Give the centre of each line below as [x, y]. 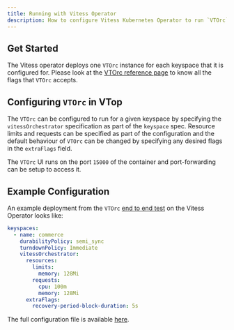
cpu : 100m [53, 287]
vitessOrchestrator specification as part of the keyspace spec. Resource [111, 126]
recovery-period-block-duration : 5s [85, 306]
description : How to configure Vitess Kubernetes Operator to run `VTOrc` [118, 20]
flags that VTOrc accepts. [42, 80]
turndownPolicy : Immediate [59, 248]
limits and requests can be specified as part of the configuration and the [111, 134]
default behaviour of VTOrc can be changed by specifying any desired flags [115, 141]
